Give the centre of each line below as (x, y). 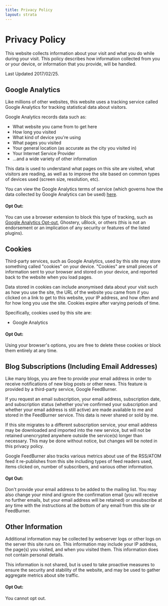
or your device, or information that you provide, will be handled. (71, 64)
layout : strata (21, 15)
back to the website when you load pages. (49, 277)
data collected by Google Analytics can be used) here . (61, 194)
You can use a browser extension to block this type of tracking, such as (79, 217)
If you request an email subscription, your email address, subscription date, (83, 399)
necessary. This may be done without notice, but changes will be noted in (81, 441)
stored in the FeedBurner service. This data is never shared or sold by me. (82, 415)
